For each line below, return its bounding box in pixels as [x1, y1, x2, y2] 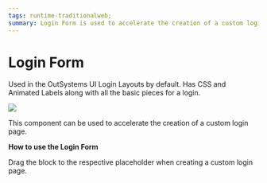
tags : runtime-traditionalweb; [8, 11, 112, 20]
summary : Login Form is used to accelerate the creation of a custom [8, 19, 244, 27]
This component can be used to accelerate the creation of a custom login [8, 119, 249, 128]
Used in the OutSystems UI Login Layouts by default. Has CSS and [8, 80, 226, 89]
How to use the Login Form [8, 142, 99, 152]
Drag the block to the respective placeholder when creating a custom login [8, 158, 253, 167]
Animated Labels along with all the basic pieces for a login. [8, 88, 201, 98]
